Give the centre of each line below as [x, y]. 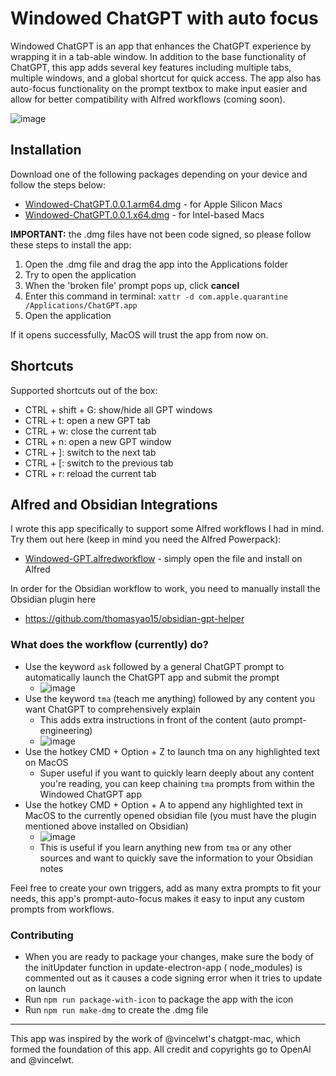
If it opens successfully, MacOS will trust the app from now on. [139, 334]
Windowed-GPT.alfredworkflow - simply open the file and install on [163, 559]
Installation [46, 150]
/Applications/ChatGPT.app [81, 305]
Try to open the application [80, 274]
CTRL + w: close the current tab [90, 431]
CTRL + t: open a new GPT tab [87, 420]
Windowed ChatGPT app [90, 794]
